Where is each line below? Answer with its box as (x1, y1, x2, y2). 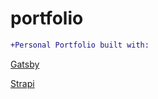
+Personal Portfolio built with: (10, 40, 150, 50)
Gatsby (10, 58, 40, 70)
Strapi (10, 77, 35, 89)
